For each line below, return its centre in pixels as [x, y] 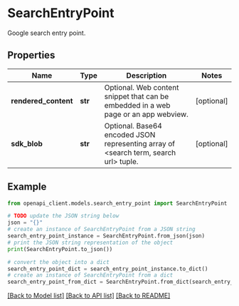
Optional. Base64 [133, 126]
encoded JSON [130, 135]
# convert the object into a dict [59, 262]
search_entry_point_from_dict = [55, 282]
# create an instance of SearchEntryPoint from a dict [90, 275]
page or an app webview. [146, 114]
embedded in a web [137, 105]
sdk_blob [27, 143]
